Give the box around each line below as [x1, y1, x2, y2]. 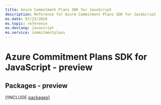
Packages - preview [5, 81, 68, 90]
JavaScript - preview [5, 62, 93, 73]
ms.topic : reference [5, 21, 48, 26]
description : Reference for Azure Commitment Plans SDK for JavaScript [5, 12, 156, 17]
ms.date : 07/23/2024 [5, 16, 48, 21]
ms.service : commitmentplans [5, 30, 65, 35]
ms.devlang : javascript [5, 26, 54, 31]
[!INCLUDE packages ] [5, 95, 50, 100]
